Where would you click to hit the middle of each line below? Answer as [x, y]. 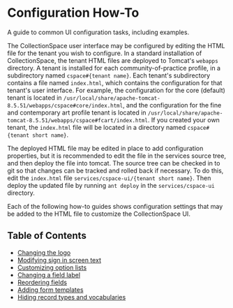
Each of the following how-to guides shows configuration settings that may [115, 206]
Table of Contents [47, 236]
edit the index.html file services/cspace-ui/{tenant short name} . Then [109, 178]
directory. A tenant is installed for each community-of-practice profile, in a [114, 68]
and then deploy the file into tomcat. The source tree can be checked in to [114, 163]
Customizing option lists [52, 267]
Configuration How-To [73, 13]
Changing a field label [49, 274]
